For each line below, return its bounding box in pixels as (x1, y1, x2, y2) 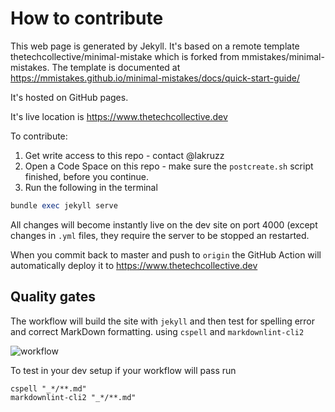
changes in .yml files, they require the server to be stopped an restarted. (10, 229, 310, 241)
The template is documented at (51, 61, 181, 73)
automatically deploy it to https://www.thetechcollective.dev (10, 259, 258, 271)
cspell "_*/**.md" (10, 383, 87, 394)
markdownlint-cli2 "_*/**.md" (10, 392, 137, 402)
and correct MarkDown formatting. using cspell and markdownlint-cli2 (10, 325, 305, 337)
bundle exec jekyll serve (10, 200, 118, 211)
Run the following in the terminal (24, 181, 158, 193)
